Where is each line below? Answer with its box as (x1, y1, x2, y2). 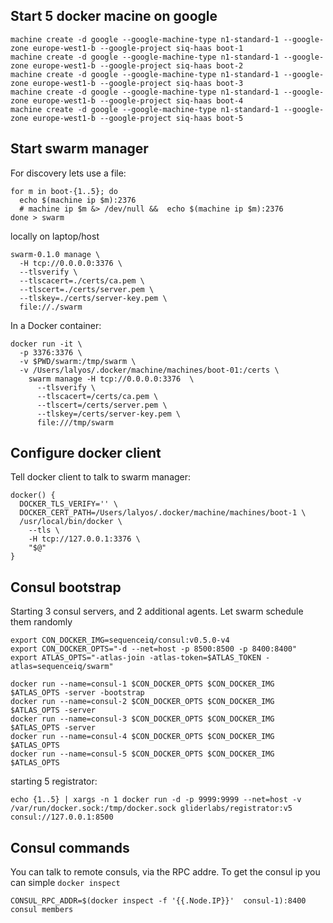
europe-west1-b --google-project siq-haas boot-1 (32, 43, 244, 53)
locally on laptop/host (10, 230, 100, 242)
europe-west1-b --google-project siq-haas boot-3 (32, 78, 244, 88)
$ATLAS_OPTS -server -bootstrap (10, 688, 145, 698)
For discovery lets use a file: (10, 167, 127, 179)
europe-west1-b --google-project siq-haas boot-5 (32, 113, 244, 123)
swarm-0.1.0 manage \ (10, 249, 101, 259)
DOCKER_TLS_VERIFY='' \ (19, 499, 118, 509)
